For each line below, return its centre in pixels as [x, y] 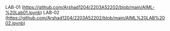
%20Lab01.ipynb [23, 12]
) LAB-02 [50, 12]
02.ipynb [15, 23]
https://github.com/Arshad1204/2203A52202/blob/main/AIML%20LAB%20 [86, 18]
